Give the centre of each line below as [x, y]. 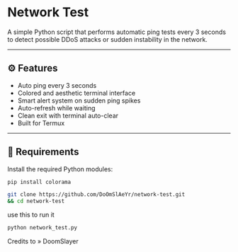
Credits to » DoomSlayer [43, 241]
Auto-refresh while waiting [56, 108]
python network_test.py [42, 228]
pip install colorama [39, 182]
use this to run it [31, 215]
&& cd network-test [36, 201]
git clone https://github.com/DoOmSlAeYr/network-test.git [96, 195]
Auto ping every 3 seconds [57, 85]
